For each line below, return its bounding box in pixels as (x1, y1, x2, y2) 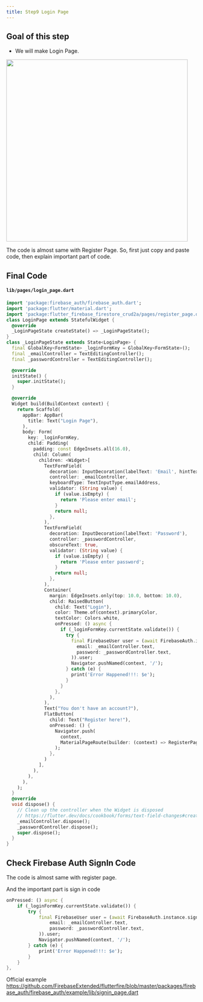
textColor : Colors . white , (54, 615, 120, 621)
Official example (6, 976, 47, 983)
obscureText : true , (49, 541, 98, 548)
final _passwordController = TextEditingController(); (11, 356, 153, 362)
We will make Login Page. (14, 47, 80, 55)
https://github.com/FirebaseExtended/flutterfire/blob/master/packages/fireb (6, 983, 196, 990)
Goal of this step (6, 32, 69, 42)
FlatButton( (44, 711, 74, 717)
